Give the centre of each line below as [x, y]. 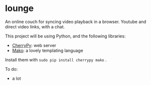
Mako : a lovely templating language [48, 50]
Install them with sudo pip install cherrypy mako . [56, 60]
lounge [19, 8]
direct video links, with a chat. [35, 26]
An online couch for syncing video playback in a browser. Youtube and [76, 22]
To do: [11, 69]
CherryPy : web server [34, 45]
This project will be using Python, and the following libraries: [65, 36]
